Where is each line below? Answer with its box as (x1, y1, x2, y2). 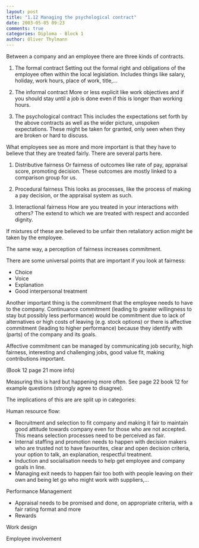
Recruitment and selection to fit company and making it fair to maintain (14, 419, 188, 426)
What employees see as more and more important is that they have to (6, 144, 176, 150)
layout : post (6, 8, 39, 15)
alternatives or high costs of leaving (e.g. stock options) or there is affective (6, 318, 192, 325)
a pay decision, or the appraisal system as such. (14, 192, 133, 199)
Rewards (14, 512, 37, 519)
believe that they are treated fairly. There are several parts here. (6, 150, 162, 157)
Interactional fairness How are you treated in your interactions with (14, 203, 178, 210)
